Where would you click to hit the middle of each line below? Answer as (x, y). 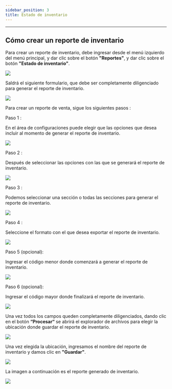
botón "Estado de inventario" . (38, 63)
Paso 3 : (14, 188)
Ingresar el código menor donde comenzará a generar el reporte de (77, 262)
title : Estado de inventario (36, 15)
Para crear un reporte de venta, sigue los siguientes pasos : (68, 108)
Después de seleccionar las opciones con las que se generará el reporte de (85, 163)
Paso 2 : (14, 153)
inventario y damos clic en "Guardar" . (46, 352)
